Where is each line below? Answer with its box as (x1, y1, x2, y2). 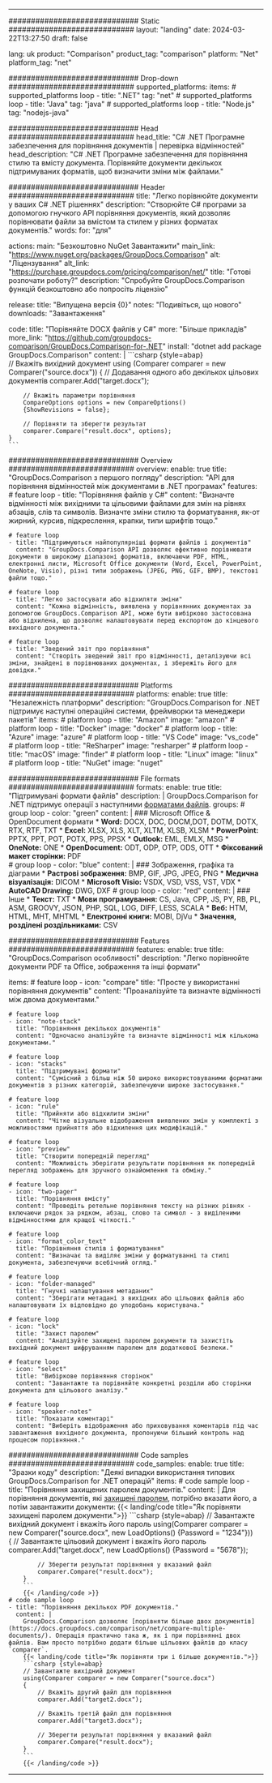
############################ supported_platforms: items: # (8, 82, 236, 92)
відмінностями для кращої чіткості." (8, 1216, 136, 1224)
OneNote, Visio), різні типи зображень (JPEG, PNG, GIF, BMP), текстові (8, 567, 259, 575)
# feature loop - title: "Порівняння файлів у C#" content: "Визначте (8, 490, 235, 499)
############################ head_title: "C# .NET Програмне (8, 132, 245, 142)
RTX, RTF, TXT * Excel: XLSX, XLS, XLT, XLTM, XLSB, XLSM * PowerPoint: (8, 825, 259, 835)
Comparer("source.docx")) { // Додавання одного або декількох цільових (8, 367, 259, 377)
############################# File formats (8, 774, 181, 783)
